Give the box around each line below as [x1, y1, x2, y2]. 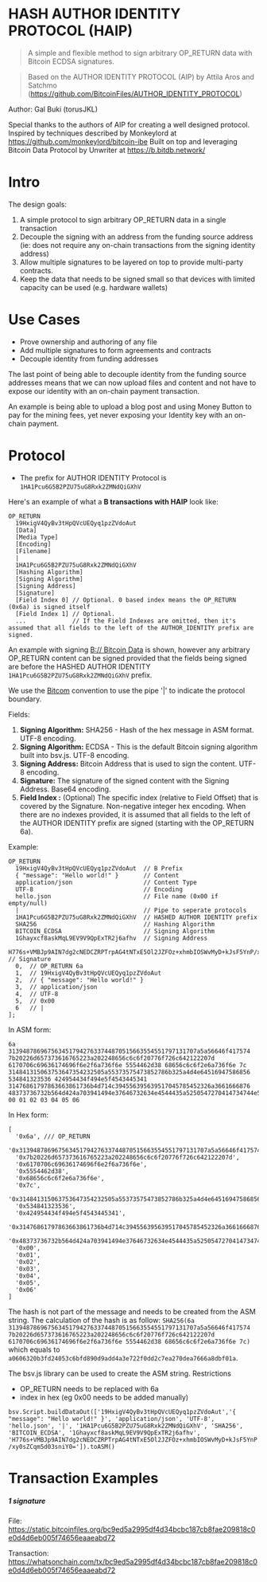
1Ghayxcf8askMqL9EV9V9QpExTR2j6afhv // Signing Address [15, 934, 208, 942]
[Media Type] [15, 533, 59, 541]
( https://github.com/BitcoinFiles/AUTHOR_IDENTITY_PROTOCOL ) [27, 88, 242, 98]
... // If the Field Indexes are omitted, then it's [15, 617, 237, 625]
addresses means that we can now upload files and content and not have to [8, 378, 257, 387]
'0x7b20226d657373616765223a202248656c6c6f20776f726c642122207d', [15, 1153, 240, 1161]
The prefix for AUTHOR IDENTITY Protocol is [19, 473, 167, 482]
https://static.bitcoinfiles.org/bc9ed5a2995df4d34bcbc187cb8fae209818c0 [8, 1524, 256, 1534]
